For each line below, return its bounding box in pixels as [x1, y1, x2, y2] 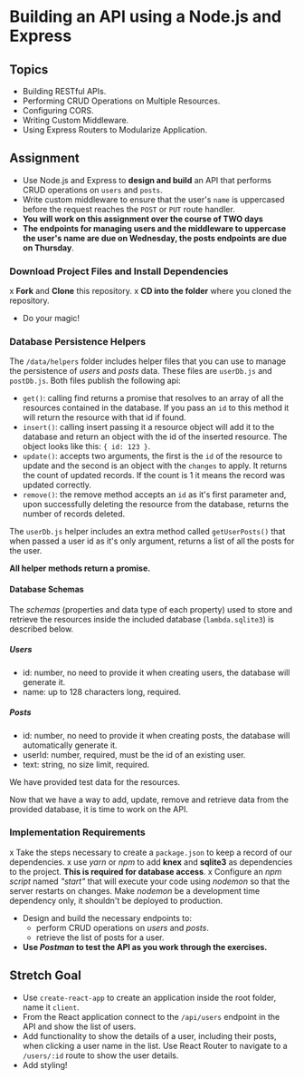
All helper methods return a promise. [9, 563, 151, 574]
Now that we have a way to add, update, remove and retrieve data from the [9, 794, 290, 805]
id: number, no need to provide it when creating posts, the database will [22, 730, 290, 741]
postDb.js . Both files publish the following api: [9, 375, 181, 387]
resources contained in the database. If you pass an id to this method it [22, 402, 290, 414]
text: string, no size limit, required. [22, 759, 150, 770]
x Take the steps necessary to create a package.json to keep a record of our [9, 847, 292, 858]
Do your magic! [22, 313, 80, 324]
